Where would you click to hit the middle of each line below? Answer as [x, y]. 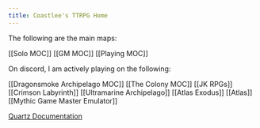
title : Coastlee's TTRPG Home [58, 15]
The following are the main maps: [63, 38]
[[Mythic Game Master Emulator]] [63, 100]
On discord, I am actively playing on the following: [90, 69]
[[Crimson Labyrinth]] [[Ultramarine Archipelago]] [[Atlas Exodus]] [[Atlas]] [130, 92]
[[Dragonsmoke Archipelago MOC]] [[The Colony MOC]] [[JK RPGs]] [120, 84]
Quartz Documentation [46, 116]
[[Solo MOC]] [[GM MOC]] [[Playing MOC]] [78, 53]
